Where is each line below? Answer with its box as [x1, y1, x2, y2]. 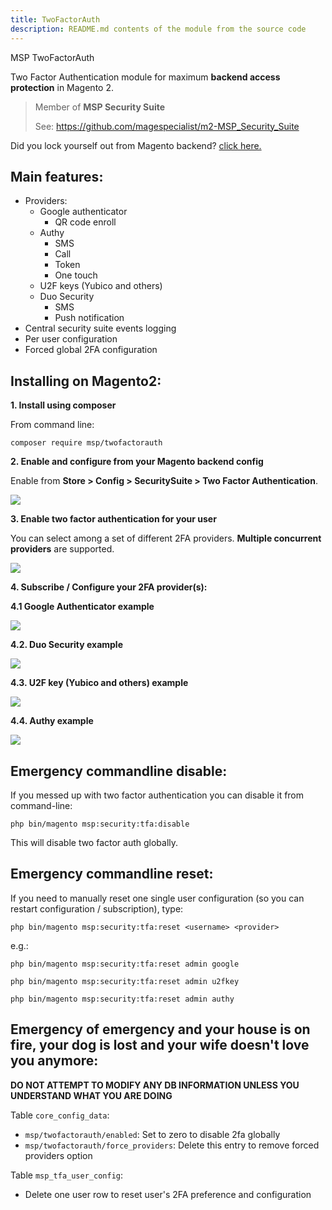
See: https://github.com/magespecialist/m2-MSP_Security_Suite [34, 120, 300, 132]
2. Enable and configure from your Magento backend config [10, 456, 264, 468]
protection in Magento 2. [10, 81, 114, 93]
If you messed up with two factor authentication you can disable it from [10, 789, 305, 801]
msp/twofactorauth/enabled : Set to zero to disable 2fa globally [24, 1128, 281, 1140]
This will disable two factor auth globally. [10, 836, 179, 848]
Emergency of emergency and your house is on [10, 1021, 311, 1038]
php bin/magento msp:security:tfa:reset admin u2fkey [10, 976, 240, 986]
